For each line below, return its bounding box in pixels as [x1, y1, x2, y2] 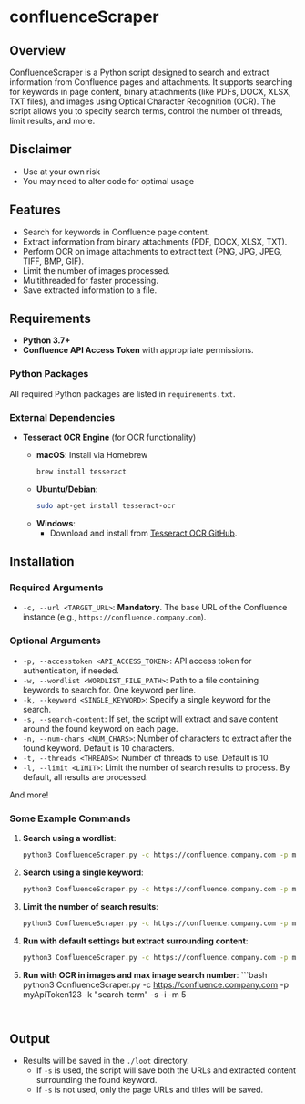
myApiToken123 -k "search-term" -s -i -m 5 [22, 988, 187, 1000]
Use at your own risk [22, 166, 101, 177]
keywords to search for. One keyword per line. [22, 684, 197, 695]
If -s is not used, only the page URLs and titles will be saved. [36, 1084, 264, 1096]
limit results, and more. [9, 116, 96, 126]
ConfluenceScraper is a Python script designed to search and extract [9, 67, 269, 78]
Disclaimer [9, 141, 72, 157]
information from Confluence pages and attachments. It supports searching [9, 77, 293, 88]
